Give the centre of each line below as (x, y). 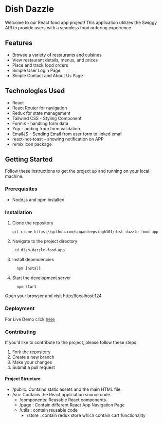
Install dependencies (33, 259)
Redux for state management (41, 113)
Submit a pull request (33, 367)
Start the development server (42, 278)
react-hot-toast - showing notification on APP (58, 139)
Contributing (20, 332)
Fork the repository (31, 352)
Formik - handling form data (40, 123)
